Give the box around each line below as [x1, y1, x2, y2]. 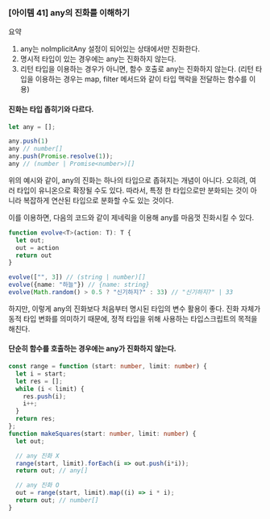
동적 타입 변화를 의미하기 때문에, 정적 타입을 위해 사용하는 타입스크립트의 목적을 [8, 313, 258, 323]
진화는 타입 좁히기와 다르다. [8, 104, 94, 114]
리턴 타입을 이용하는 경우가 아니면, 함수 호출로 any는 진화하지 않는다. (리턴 [19, 64, 254, 74]
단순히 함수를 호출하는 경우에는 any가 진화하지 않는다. [8, 344, 177, 354]
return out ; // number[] [15, 496, 99, 504]
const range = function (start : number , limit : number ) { [8, 363, 207, 371]
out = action [15, 243, 60, 251]
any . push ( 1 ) [8, 137, 48, 146]
